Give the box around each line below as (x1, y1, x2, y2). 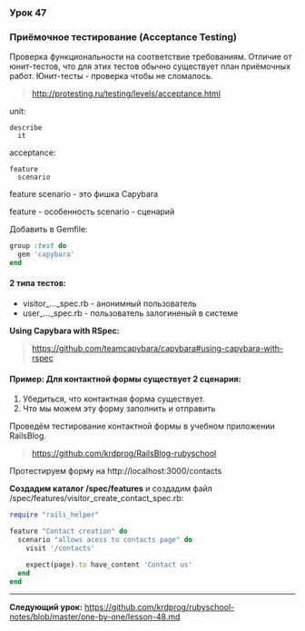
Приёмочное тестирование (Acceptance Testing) (9, 30, 238, 43)
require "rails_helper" (9, 510, 100, 519)
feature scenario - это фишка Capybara (9, 189, 159, 200)
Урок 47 (9, 6, 47, 19)
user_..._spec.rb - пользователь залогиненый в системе (22, 308, 239, 319)
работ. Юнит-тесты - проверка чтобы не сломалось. (9, 71, 213, 82)
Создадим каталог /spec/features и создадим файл (9, 483, 213, 494)
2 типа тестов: (9, 278, 66, 289)
